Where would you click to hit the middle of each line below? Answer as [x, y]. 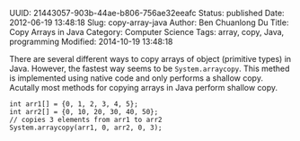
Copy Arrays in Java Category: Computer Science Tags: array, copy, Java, [147, 32]
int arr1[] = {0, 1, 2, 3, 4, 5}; [74, 104]
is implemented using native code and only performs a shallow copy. [136, 78]
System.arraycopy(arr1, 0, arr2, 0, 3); [86, 128]
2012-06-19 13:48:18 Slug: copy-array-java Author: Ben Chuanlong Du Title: [149, 22]
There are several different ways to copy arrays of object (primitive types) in [150, 59]
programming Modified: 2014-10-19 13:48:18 [91, 41]
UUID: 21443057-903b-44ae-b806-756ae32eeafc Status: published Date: [147, 13]
